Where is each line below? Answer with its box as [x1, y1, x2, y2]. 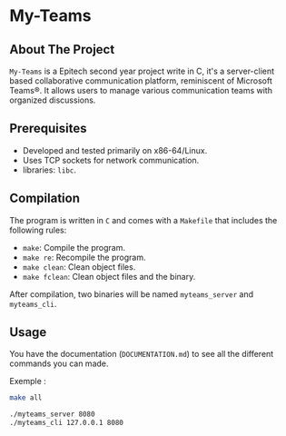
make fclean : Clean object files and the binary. [22, 271, 196, 282]
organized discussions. [9, 94, 96, 105]
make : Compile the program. [22, 242, 125, 253]
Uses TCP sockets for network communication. [22, 154, 200, 165]
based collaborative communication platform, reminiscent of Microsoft [9, 75, 272, 86]
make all [9, 393, 43, 402]
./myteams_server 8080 [9, 410, 95, 419]
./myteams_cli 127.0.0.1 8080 [9, 419, 124, 428]
